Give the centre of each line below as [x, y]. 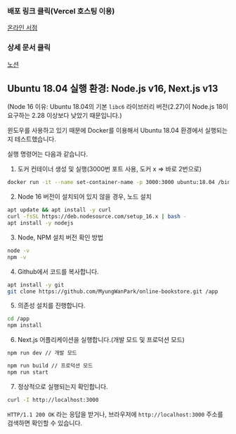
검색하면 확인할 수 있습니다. [45, 423]
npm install [25, 325]
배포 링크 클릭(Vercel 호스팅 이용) [61, 11]
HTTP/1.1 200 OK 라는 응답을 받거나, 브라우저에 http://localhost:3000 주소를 [115, 414]
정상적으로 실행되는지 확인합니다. [63, 386]
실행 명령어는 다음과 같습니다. [48, 154]
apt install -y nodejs [40, 223]
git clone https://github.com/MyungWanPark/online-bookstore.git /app [113, 291]
